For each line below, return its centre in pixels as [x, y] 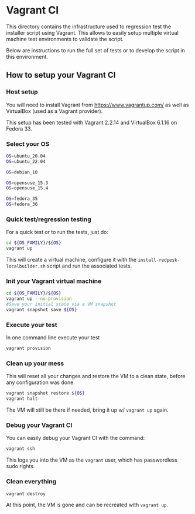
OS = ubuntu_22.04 [26, 161]
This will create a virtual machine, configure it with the [71, 260]
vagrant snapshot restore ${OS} [45, 393]
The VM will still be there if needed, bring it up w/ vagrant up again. [87, 410]
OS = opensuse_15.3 [27, 183]
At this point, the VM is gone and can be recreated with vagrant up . [87, 505]
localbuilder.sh [26, 266]
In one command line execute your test [53, 338]
